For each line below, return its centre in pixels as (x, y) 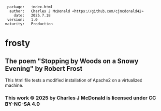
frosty (18, 43)
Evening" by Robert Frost (44, 69)
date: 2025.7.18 (32, 16)
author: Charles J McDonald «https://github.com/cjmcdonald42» (77, 11)
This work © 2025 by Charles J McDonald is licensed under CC (80, 98)
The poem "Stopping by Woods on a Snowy (72, 61)
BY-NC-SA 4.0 (22, 104)
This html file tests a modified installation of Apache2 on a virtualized (74, 80)
